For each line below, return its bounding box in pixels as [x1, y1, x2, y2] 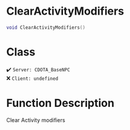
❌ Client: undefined [6, 74, 59, 82]
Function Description [6, 96, 115, 110]
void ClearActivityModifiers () [6, 24, 86, 31]
